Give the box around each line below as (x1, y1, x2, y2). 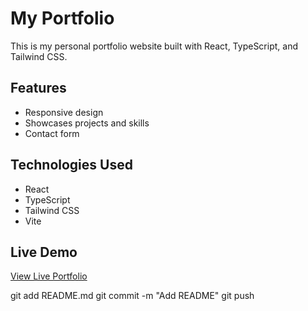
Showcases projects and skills (24, 117, 150, 129)
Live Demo (10, 243, 78, 261)
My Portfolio (10, 7, 115, 30)
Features (10, 80, 67, 97)
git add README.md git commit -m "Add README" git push (10, 290, 255, 302)
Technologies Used (10, 157, 133, 174)
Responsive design (24, 106, 104, 118)
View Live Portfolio (10, 270, 88, 282)
